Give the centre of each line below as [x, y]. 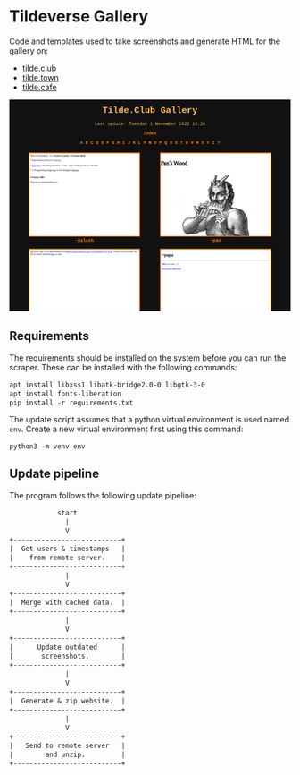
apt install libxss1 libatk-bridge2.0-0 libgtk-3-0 [107, 385]
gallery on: [29, 50]
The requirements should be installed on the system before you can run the [148, 358]
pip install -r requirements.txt [71, 403]
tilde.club [39, 68]
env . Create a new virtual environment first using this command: [126, 429]
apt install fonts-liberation [66, 394]
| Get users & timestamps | [67, 549]
